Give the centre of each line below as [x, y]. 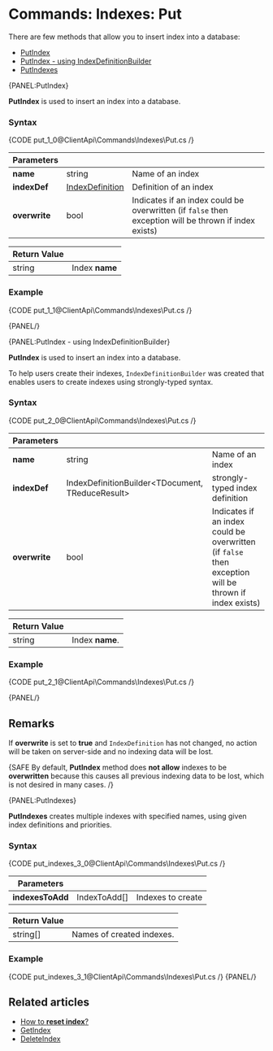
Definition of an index [173, 187]
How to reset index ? [54, 1022]
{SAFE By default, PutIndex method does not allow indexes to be [118, 767]
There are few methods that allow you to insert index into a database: [124, 37]
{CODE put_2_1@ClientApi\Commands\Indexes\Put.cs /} [102, 682]
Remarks [32, 724]
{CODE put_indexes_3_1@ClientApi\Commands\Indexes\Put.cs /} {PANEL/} [133, 976]
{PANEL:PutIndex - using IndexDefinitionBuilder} [89, 342]
